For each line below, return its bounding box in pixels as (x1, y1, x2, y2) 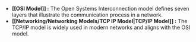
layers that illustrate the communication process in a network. (11, 11, 163, 18)
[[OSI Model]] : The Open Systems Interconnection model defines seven (11, 5, 189, 12)
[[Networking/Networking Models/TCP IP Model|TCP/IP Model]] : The (11, 18, 188, 24)
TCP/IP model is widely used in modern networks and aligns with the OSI (11, 24, 191, 31)
